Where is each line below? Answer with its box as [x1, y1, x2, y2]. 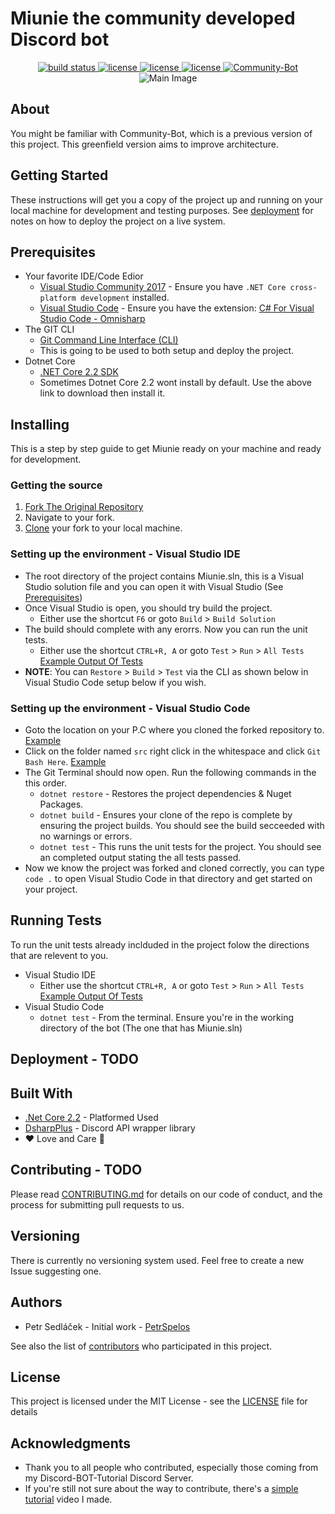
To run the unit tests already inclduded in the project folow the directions [10, 938, 310, 951]
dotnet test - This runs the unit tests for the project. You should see [39, 841, 322, 853]
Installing [10, 416, 70, 433]
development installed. [80, 292, 170, 304]
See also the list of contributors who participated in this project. [10, 1340, 273, 1352]
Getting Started [10, 167, 109, 184]
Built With [10, 1085, 73, 1102]
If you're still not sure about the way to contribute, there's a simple [24, 1483, 299, 1495]
